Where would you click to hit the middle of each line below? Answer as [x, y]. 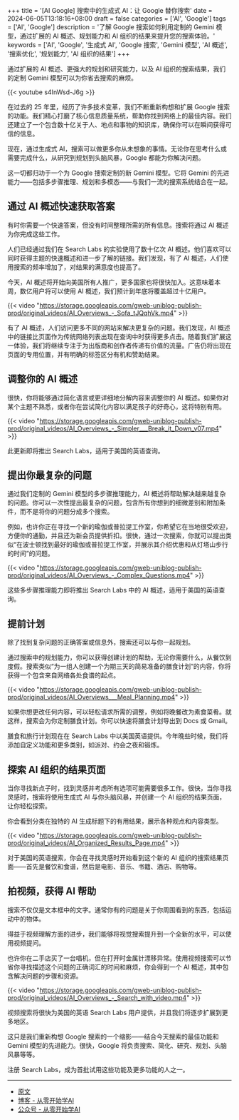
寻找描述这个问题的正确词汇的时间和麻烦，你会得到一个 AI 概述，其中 [121, 967]
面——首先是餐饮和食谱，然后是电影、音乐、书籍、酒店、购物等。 [104, 867]
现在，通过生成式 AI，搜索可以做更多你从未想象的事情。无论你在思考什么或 [117, 149]
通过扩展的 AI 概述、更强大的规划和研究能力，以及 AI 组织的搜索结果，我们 [117, 69]
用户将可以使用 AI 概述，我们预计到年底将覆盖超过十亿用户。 [121, 291]
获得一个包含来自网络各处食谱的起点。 [63, 675]
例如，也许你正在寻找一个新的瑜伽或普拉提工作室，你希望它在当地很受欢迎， [119, 527]
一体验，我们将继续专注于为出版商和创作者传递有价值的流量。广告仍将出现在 [119, 345]
